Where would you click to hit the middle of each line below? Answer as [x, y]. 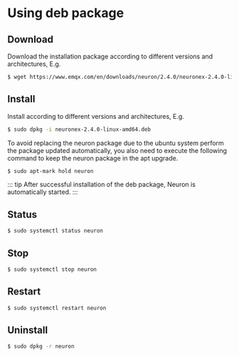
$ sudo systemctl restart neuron [57, 308]
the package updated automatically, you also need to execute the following [117, 150]
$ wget [17, 77]
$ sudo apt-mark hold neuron [51, 171]
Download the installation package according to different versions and [110, 56]
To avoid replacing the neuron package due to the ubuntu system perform [116, 143]
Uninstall [28, 330]
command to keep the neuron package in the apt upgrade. [93, 158]
